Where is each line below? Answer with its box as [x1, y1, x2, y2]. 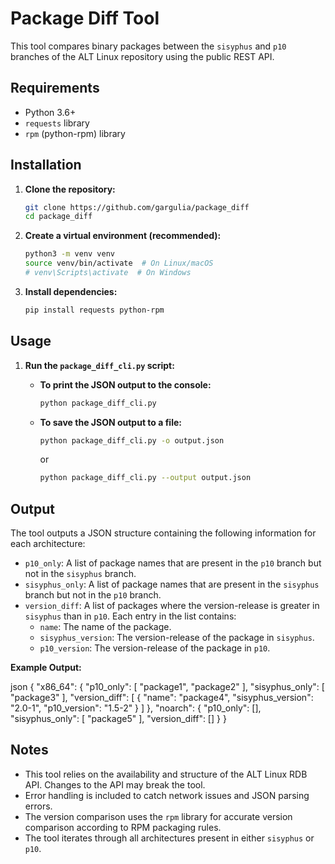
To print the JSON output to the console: [39, 378, 212, 391]
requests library [24, 117, 90, 129]
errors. [24, 800, 53, 812]
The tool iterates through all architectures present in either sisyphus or [24, 832, 315, 844]
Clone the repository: [24, 183, 116, 195]
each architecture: [10, 538, 86, 550]
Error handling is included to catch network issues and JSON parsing [24, 789, 310, 801]
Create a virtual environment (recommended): [24, 230, 222, 242]
